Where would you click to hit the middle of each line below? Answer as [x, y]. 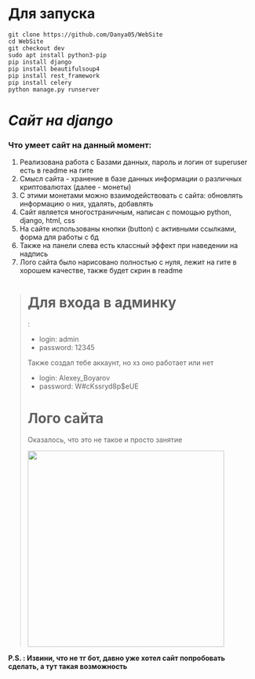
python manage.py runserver [54, 89]
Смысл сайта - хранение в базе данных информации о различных [131, 179]
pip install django [40, 62]
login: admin [59, 339]
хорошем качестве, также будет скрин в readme [101, 271]
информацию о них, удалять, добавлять [86, 204]
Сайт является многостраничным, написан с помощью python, [125, 212]
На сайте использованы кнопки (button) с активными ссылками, [128, 229]
